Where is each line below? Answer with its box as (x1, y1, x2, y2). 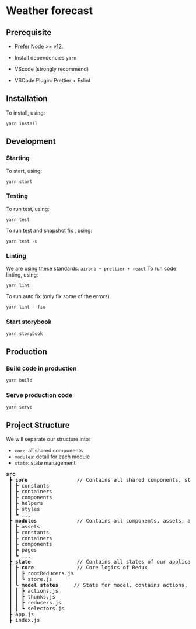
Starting (6, 154, 30, 162)
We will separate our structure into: (6, 436, 90, 443)
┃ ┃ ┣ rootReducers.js (9, 570, 74, 577)
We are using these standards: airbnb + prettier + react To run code (6, 265, 177, 272)
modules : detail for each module (14, 453, 90, 460)
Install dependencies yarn (14, 54, 77, 61)
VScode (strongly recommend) (14, 65, 89, 72)
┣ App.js (9, 611, 34, 618)
